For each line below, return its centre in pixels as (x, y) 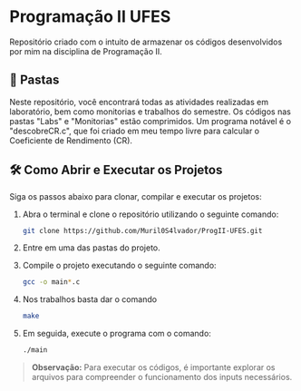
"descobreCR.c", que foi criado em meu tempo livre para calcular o (135, 131)
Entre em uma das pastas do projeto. (91, 248)
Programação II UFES (90, 17)
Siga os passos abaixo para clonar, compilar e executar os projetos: (136, 196)
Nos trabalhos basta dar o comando (89, 299)
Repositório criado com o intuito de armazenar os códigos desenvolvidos (146, 42)
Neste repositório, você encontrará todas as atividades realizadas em (139, 102)
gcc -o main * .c (51, 282)
